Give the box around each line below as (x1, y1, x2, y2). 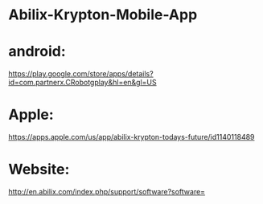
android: (8, 43, 66, 61)
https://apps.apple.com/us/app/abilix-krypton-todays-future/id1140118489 (8, 133, 255, 142)
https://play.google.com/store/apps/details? (8, 69, 154, 79)
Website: (8, 161, 70, 178)
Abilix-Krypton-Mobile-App (8, 6, 198, 24)
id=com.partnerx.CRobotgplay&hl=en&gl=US (8, 78, 157, 88)
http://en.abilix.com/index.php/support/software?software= (8, 187, 206, 196)
